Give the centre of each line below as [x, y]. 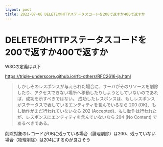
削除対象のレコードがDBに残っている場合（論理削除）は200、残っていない [81, 134]
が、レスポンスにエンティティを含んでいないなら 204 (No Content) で [87, 117]
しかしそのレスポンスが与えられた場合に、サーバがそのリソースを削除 [88, 87]
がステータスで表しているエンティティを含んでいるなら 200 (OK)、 [84, 105]
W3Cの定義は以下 [23, 67]
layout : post [18, 10]
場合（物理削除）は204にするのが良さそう [48, 140]
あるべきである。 [34, 123]
